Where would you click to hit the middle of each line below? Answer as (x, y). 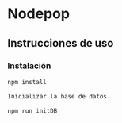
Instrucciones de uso (61, 43)
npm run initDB (32, 111)
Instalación (29, 66)
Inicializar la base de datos (57, 96)
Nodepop (39, 14)
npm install (27, 82)
